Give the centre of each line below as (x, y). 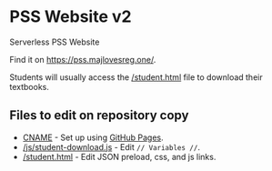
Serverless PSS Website (55, 42)
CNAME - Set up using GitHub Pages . (93, 137)
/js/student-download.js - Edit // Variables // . (111, 146)
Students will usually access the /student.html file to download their (136, 77)
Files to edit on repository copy (99, 116)
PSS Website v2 (71, 17)
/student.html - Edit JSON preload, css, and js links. (119, 156)
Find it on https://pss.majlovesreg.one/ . (83, 59)
